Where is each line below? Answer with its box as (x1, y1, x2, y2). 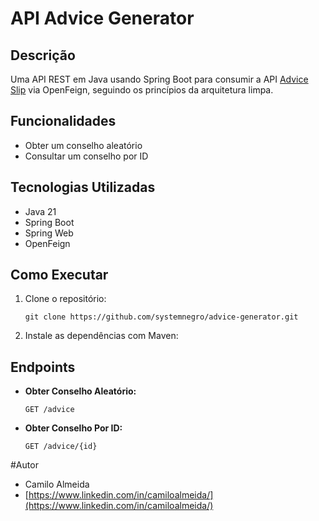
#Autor (10, 459, 39, 471)
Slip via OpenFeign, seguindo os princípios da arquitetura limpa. (10, 84, 274, 96)
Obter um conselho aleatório (24, 139, 143, 151)
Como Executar (10, 267, 109, 284)
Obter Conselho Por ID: (24, 422, 123, 434)
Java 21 (24, 205, 57, 217)
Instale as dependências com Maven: (24, 330, 179, 342)
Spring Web (24, 227, 74, 239)
